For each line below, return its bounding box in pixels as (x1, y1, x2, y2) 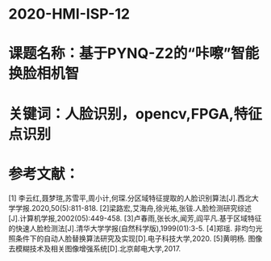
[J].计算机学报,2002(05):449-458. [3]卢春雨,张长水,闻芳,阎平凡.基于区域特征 (8, 213, 262, 223)
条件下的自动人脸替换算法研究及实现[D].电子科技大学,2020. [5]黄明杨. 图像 (15, 234, 263, 243)
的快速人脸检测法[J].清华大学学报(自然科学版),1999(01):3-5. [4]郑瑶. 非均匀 (8, 223, 256, 233)
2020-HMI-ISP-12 (8, 5, 131, 23)
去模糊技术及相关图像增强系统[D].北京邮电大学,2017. (8, 243, 181, 253)
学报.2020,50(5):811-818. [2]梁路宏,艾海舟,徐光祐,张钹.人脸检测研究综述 (15, 203, 252, 213)
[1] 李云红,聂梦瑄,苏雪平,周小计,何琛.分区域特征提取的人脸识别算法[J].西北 (8, 193, 252, 203)
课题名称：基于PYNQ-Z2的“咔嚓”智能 (8, 44, 260, 63)
